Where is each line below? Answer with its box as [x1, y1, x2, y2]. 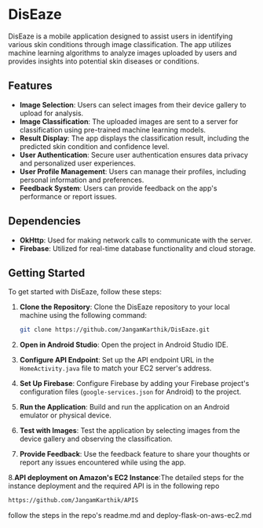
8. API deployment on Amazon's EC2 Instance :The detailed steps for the [8, 473, 245, 482]
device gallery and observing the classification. [19, 434, 173, 444]
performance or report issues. [19, 191, 117, 201]
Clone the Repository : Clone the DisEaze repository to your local [19, 302, 230, 311]
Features [8, 79, 53, 93]
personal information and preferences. [19, 175, 144, 184]
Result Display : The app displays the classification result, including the [19, 133, 250, 143]
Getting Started [8, 266, 86, 279]
